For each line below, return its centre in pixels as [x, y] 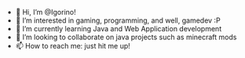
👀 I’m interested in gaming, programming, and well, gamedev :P [118, 20]
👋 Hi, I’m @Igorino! [46, 12]
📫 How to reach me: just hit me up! [73, 46]
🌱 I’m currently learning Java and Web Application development [119, 29]
